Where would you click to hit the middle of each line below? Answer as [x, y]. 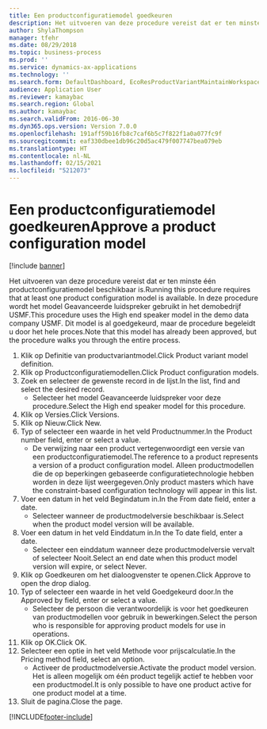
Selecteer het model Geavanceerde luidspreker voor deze [126, 397]
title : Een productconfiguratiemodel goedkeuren [91, 15]
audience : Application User [55, 89]
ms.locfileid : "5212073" [50, 171]
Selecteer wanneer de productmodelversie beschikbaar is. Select [138, 515]
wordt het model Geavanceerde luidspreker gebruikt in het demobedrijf [125, 306]
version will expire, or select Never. [90, 566]
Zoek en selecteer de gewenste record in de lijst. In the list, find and [130, 380]
